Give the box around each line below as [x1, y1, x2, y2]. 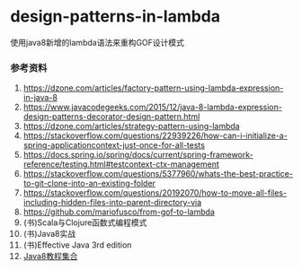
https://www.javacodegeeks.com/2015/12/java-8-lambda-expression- [22, 101, 282, 113]
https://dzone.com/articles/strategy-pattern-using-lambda [22, 121, 241, 132]
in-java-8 [22, 92, 58, 103]
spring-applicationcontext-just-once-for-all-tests [22, 140, 206, 151]
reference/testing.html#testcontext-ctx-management [22, 159, 219, 170]
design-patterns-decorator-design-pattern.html [22, 111, 200, 122]
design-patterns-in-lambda [10, 6, 221, 27]
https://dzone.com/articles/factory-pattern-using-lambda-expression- [22, 83, 284, 93]
